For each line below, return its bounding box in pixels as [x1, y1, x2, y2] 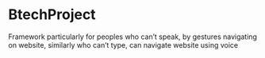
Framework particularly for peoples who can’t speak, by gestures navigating [8, 32, 258, 41]
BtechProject [8, 6, 97, 24]
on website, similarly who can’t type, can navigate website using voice [8, 40, 239, 49]
